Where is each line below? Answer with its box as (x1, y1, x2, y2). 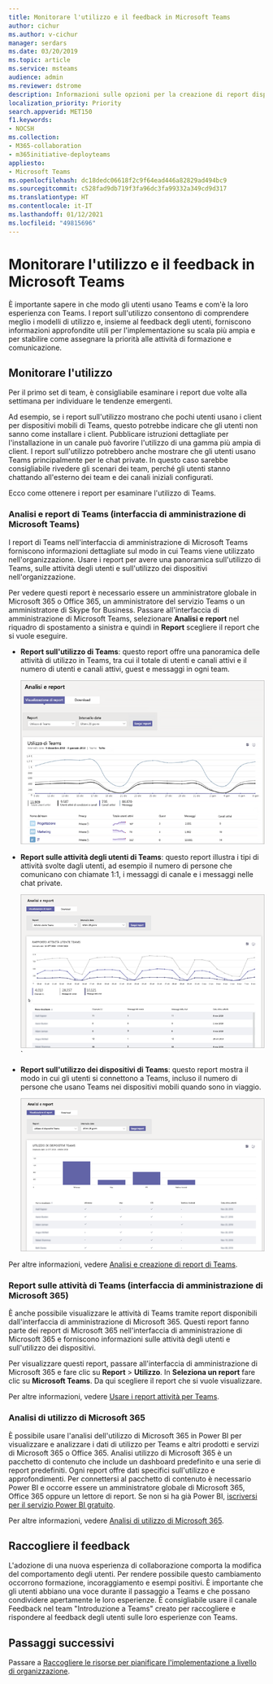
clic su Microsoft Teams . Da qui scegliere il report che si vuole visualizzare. (8, 1376, 262, 1386)
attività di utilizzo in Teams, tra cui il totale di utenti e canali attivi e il (19, 655, 247, 665)
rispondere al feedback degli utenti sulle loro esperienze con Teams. (8, 1612, 238, 1622)
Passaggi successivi (8, 1636, 115, 1650)
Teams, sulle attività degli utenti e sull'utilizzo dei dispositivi (8, 563, 208, 573)
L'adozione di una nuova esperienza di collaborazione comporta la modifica (8, 1560, 262, 1570)
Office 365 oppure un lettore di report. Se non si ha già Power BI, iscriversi (8, 1491, 258, 1501)
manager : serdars (8, 39, 67, 47)
